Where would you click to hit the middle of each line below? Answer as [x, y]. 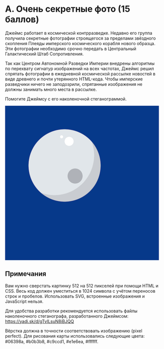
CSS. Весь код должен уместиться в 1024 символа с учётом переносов [80, 291]
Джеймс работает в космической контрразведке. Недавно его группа [79, 33]
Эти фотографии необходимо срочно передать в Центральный [71, 49]
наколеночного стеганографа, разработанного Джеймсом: [67, 316]
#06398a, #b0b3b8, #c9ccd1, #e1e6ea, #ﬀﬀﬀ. [52, 341]
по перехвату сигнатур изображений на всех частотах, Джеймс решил [80, 68]
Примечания [26, 274]
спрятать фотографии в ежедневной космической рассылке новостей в [80, 74]
